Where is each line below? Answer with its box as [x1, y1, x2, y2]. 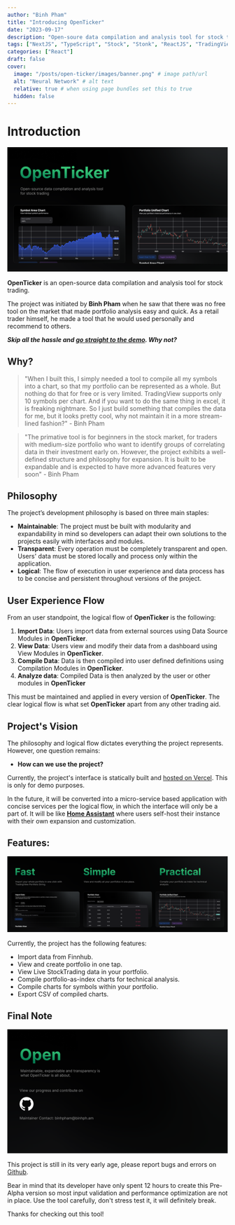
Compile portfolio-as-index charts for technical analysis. [17, 975, 180, 983]
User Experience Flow [7, 594, 105, 606]
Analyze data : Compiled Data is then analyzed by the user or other [17, 671, 211, 680]
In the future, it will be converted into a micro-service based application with [7, 794, 227, 802]
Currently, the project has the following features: [7, 939, 147, 947]
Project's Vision [7, 720, 78, 732]
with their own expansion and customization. [7, 816, 136, 825]
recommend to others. [7, 322, 71, 330]
